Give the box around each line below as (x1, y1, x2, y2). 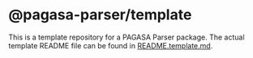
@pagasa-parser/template (8, 6, 192, 24)
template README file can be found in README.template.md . (8, 40, 213, 50)
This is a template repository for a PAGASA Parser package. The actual (8, 32, 245, 42)
